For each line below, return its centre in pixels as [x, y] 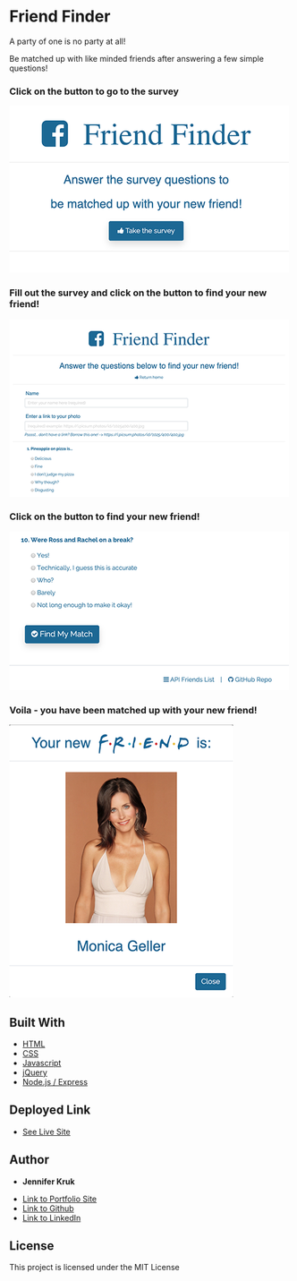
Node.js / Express [55, 1081]
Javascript [42, 1063]
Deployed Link [50, 1110]
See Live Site [47, 1132]
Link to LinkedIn [51, 1217]
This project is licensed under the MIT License [95, 1268]
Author [29, 1160]
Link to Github [48, 1208]
